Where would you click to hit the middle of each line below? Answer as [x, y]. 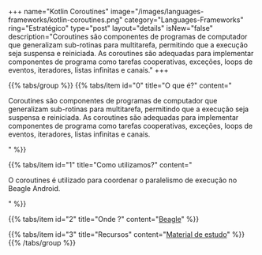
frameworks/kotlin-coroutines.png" [65, 20]
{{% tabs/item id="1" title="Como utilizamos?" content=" [100, 165]
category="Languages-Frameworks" [184, 20]
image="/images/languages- [157, 11]
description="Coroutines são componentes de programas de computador [128, 36]
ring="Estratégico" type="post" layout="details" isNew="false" [110, 28]
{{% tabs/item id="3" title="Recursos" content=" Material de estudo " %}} [127, 234]
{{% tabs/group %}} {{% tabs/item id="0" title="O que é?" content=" [120, 85]
